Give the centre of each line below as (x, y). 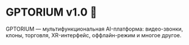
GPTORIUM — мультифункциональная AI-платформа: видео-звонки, (94, 29)
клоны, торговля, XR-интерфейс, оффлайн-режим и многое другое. (94, 35)
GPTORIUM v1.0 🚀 (52, 12)
